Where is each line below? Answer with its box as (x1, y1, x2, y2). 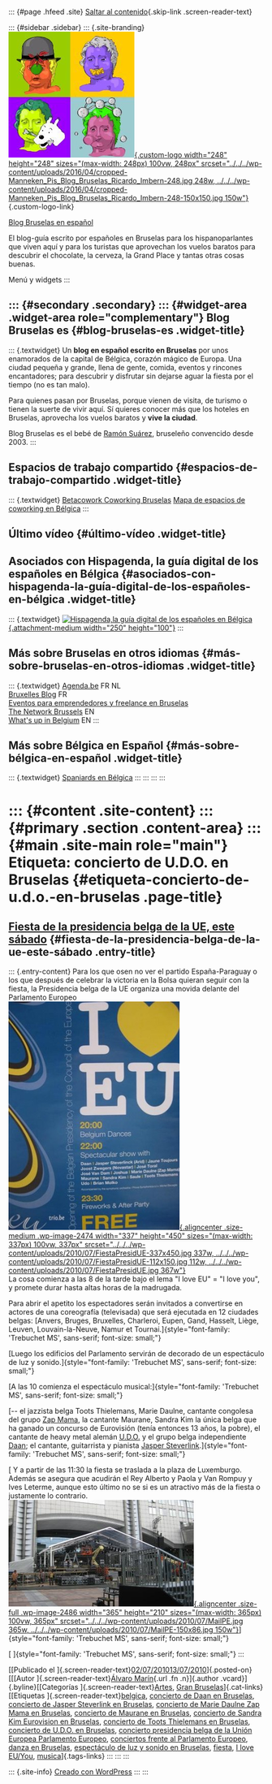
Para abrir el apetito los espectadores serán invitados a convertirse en (8, 1298, 244, 1308)
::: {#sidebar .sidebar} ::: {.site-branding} (8, 23, 145, 32)
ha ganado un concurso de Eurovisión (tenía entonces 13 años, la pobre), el (8, 1423, 261, 1433)
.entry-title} (94, 945, 156, 959)
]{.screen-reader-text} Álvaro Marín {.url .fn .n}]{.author (36, 1674, 219, 1683)
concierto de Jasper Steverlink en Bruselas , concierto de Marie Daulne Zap (8, 1700, 260, 1709)
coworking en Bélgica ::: (8, 503, 89, 513)
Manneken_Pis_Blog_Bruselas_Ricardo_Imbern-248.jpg (8, 176, 193, 185)
